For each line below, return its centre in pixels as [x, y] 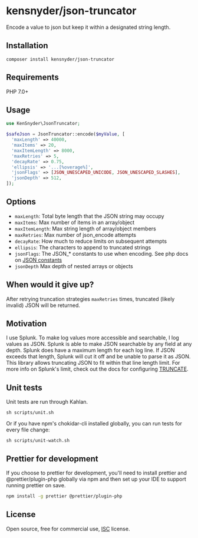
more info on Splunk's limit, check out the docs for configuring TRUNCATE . [97, 369]
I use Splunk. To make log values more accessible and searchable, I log [93, 338]
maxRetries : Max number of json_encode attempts [75, 235]
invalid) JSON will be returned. [43, 305]
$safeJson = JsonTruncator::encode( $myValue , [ [66, 134]
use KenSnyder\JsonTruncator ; [43, 124]
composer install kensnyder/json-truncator [60, 59]
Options [21, 202]
